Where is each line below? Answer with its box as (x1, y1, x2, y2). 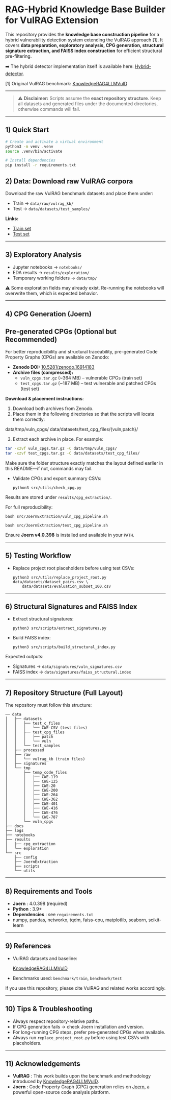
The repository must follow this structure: (5, 702, 92, 708)
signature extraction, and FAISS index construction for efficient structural (5, 47, 162, 54)
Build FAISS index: (12, 635, 51, 641)
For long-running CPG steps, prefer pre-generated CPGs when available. (12, 1029, 165, 1035)
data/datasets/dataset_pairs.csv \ (12, 579, 89, 584)
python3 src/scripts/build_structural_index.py (12, 644, 116, 650)
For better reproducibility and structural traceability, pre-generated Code (5, 348, 158, 354)
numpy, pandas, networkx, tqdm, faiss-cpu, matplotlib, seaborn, (12, 917, 148, 923)
